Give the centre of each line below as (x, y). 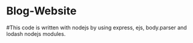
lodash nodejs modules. (36, 33)
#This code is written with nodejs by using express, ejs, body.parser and (97, 27)
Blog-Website (41, 11)
